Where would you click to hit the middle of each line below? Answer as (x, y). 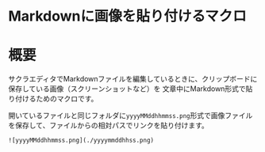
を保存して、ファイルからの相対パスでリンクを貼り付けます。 (108, 125)
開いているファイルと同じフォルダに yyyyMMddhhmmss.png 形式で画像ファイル (131, 116)
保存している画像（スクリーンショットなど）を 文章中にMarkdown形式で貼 (131, 89)
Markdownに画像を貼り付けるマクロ (128, 16)
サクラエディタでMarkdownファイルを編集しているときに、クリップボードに (133, 79)
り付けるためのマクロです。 (53, 99)
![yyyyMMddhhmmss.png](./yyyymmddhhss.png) (81, 141)
